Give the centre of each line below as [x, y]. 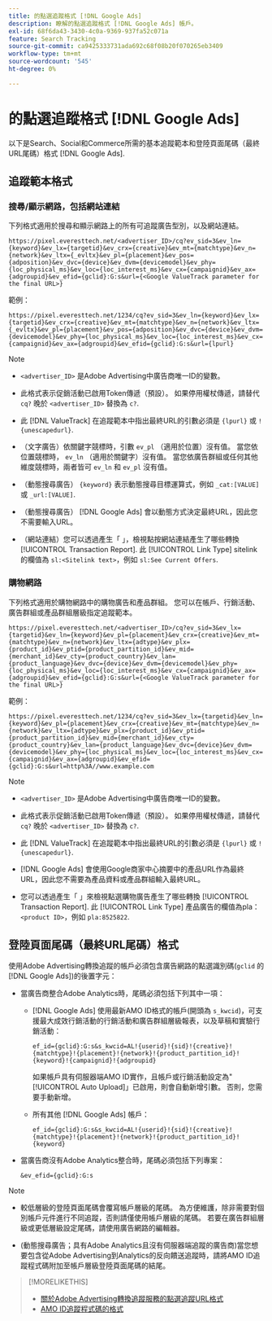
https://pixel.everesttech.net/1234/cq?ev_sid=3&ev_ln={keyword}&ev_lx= [134, 316]
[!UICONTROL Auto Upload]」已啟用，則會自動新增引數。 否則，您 [144, 1087]
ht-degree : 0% [32, 69]
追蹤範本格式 [41, 181]
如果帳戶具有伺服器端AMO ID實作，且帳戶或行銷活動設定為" [132, 1077]
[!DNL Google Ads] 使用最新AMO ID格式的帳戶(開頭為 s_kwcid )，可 [144, 1011]
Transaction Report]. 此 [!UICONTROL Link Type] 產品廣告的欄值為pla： [140, 906]
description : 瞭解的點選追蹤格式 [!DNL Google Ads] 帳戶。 [103, 24]
